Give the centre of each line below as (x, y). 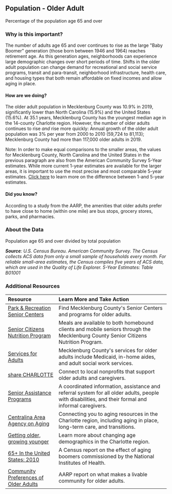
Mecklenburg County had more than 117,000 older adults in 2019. (74, 140)
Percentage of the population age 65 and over (54, 21)
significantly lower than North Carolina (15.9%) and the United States (78, 112)
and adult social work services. (96, 363)
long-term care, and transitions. (97, 427)
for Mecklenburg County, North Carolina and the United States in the (78, 155)
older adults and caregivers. (92, 378)
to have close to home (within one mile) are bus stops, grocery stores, (79, 211)
